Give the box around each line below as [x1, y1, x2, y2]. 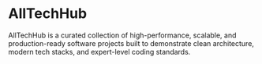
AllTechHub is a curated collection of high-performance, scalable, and [8, 30, 237, 40]
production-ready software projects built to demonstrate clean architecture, [8, 38, 255, 48]
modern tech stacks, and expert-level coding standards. [8, 47, 191, 56]
